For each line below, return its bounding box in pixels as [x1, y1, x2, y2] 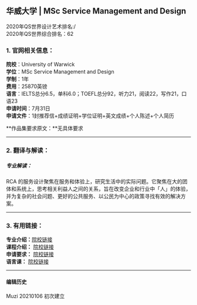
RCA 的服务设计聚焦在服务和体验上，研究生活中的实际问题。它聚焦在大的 [6, 178, 183, 185]
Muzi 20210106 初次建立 [6, 292, 65, 299]
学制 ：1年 [6, 76, 29, 83]
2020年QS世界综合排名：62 [6, 30, 74, 37]
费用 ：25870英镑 [6, 83, 48, 90]
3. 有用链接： [6, 222, 43, 230]
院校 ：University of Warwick [6, 61, 75, 68]
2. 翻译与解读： [6, 146, 50, 155]
